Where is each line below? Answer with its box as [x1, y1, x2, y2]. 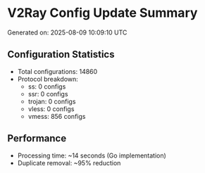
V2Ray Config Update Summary [7, 5, 198, 21]
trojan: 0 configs [27, 97, 76, 105]
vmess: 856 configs [27, 112, 86, 120]
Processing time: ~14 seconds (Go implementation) [17, 151, 167, 160]
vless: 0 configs [27, 104, 75, 113]
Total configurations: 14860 [17, 67, 98, 75]
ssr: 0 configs [27, 89, 68, 98]
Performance [7, 132, 67, 145]
